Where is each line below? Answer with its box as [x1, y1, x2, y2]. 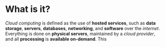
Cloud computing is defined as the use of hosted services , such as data [5, 20, 156, 26]
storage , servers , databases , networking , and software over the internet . [5, 25, 160, 31]
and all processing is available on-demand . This [5, 36, 107, 42]
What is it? [5, 3, 51, 15]
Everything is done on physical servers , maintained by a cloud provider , [5, 30, 155, 36]
